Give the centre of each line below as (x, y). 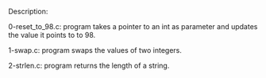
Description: (28, 11)
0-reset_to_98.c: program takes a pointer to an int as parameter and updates (133, 26)
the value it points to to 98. (52, 35)
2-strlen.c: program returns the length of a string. (89, 65)
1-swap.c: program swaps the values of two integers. (95, 50)
